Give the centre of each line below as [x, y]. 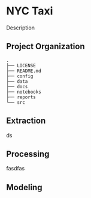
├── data [17, 81]
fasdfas [16, 169]
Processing [28, 154]
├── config [20, 76]
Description [20, 28]
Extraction [26, 121]
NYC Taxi [30, 11]
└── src [16, 102]
